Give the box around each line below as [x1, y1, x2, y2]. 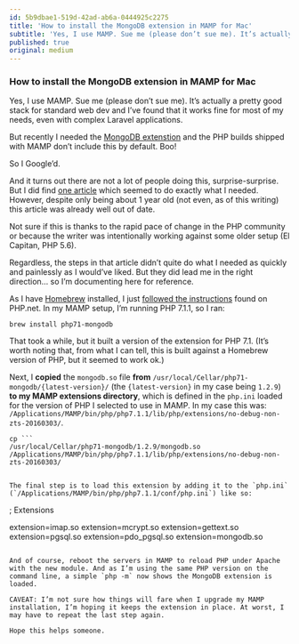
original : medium [9, 46, 74, 55]
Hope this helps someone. [9, 626, 105, 636]
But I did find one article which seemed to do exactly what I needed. [9, 185, 259, 196]
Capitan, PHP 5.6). [9, 240, 77, 251]
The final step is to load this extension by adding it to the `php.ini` [9, 481, 289, 490]
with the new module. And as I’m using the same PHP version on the [9, 564, 269, 574]
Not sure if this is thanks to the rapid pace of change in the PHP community [9, 221, 287, 232]
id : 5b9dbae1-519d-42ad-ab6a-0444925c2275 [9, 12, 169, 22]
